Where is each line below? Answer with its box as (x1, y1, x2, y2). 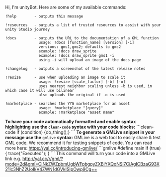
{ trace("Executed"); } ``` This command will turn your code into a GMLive (5, 151, 156, 156)
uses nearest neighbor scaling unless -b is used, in (38, 84, 153, 89)
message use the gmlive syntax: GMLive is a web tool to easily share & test (5, 135, 161, 140)
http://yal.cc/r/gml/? (22, 156, 63, 162)
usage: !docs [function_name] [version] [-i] (38, 40, 135, 45)
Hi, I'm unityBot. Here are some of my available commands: (5, 4, 127, 10)
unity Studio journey (5, 27, 50, 32)
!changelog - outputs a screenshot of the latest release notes (5, 66, 146, 71)
